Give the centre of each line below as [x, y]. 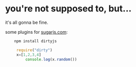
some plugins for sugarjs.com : [36, 32]
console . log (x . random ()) [51, 59]
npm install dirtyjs [35, 41]
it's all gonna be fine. [27, 22]
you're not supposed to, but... [68, 9]
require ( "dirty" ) [34, 50]
